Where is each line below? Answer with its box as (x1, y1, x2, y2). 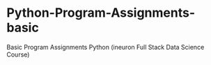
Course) (6, 50, 30, 59)
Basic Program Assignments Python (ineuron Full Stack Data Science (6, 43, 205, 51)
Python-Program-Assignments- (6, 5, 196, 21)
